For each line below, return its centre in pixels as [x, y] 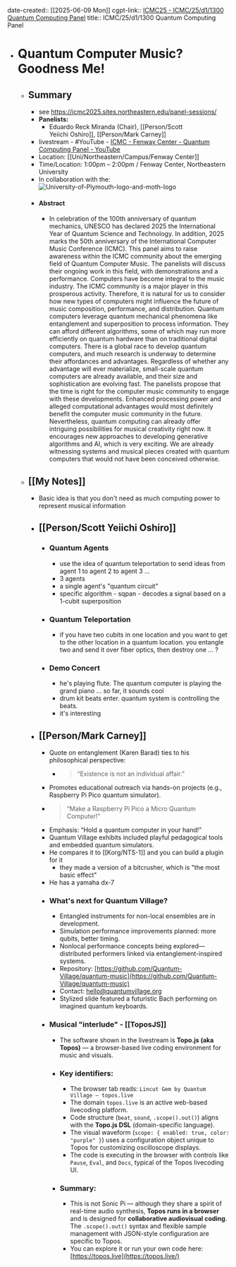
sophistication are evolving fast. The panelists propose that [135, 384]
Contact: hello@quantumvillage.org [111, 991]
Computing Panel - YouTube [80, 149]
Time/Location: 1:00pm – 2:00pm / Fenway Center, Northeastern [132, 164]
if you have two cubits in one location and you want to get [143, 635]
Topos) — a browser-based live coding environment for [141, 1047]
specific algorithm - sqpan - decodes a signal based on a [143, 594]
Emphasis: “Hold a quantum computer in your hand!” [125, 830]
